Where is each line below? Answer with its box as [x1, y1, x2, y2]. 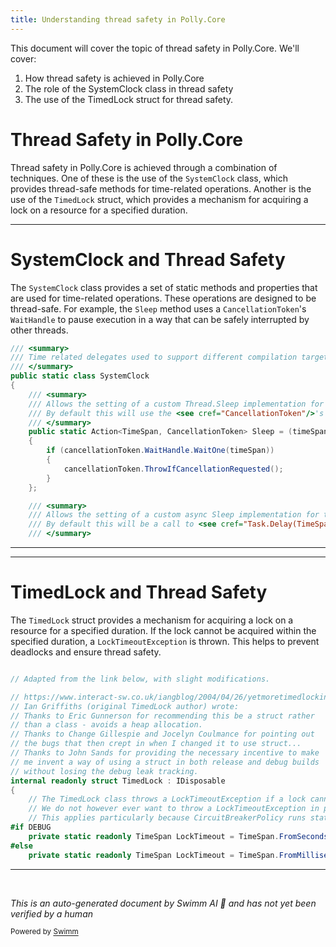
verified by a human [10, 907, 94, 920]
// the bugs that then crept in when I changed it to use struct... [10, 739, 302, 749]
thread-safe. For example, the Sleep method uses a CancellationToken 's [10, 302, 307, 315]
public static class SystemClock [10, 371, 150, 381]
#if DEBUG [10, 822, 52, 833]
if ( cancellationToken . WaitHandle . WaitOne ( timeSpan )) [46, 446, 275, 456]
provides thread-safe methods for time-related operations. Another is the [10, 182, 312, 195]
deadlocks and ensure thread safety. [10, 646, 162, 658]
